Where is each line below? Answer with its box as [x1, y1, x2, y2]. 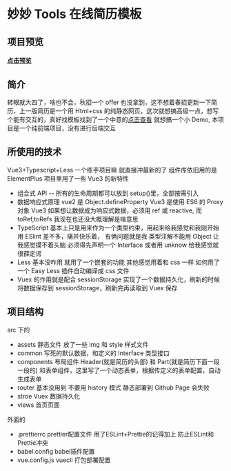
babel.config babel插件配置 [17, 447, 95, 455]
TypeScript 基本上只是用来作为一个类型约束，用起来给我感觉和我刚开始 [17, 223, 219, 232]
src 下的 [7, 325, 30, 334]
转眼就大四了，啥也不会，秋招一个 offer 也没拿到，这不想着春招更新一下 [7, 98, 212, 106]
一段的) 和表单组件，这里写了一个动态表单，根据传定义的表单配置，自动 [17, 366, 221, 374]
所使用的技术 [7, 146, 62, 158]
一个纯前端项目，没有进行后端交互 [19, 123, 116, 132]
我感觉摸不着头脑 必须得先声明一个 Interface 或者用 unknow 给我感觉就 [17, 241, 219, 249]
